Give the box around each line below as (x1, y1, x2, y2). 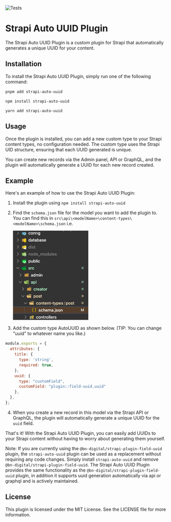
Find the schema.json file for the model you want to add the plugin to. (12, 210, 158, 216)
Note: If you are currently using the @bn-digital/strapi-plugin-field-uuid (5, 445, 162, 451)
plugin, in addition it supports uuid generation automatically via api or (15, 472, 161, 479)
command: (5, 79, 28, 85)
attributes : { (10, 347, 40, 352)
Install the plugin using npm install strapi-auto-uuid (12, 200, 126, 206)
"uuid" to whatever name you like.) (12, 330, 86, 336)
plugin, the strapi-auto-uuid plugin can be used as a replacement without (5, 451, 161, 457)
